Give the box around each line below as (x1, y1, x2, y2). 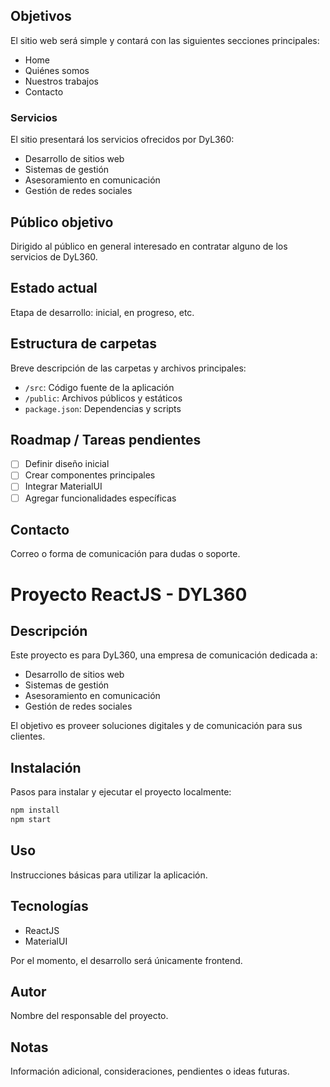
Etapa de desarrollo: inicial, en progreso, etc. (10, 306, 195, 318)
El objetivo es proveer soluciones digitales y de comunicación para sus (10, 720, 303, 732)
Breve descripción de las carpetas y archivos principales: (10, 362, 247, 374)
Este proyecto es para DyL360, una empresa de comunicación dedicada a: (10, 649, 318, 661)
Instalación (10, 759, 82, 776)
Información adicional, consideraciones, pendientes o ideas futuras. (10, 1065, 290, 1078)
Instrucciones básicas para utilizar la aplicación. (10, 869, 208, 881)
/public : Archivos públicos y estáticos (24, 392, 183, 404)
